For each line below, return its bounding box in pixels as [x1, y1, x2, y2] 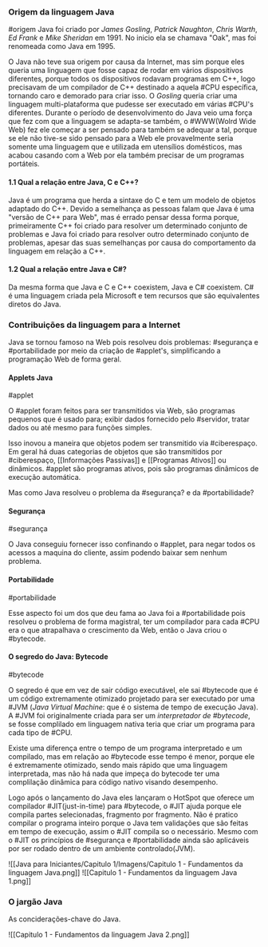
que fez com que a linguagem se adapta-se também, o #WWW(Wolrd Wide [8, 117, 257, 126]
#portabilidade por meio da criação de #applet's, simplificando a [8, 346, 221, 355]
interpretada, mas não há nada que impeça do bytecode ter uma [8, 769, 220, 778]
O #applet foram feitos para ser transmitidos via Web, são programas [8, 406, 235, 416]
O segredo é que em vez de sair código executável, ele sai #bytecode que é [8, 685, 258, 694]
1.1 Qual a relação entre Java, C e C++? [8, 177, 139, 186]
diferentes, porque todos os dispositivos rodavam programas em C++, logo [8, 74, 256, 84]
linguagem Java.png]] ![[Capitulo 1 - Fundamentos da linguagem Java [8, 867, 238, 877]
